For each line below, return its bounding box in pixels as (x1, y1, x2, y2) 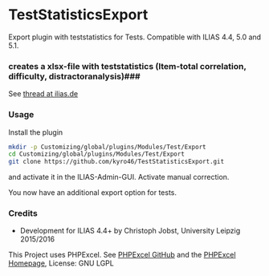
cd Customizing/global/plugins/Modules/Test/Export (8, 150, 185, 158)
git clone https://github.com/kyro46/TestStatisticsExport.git (8, 158, 225, 166)
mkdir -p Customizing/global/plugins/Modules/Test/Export (8, 143, 206, 151)
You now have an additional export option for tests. (8, 188, 177, 197)
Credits (8, 208, 38, 219)
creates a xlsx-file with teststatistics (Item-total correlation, (8, 60, 247, 71)
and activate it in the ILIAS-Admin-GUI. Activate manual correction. (8, 172, 230, 182)
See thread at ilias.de (8, 89, 79, 99)
